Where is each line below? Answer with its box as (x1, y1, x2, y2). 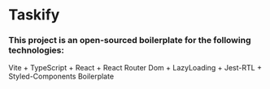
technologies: (8, 44, 65, 56)
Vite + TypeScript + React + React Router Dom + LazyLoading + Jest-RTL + (8, 63, 263, 73)
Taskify (8, 6, 60, 24)
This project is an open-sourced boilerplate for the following (8, 35, 251, 46)
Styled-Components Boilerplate (8, 71, 115, 82)
